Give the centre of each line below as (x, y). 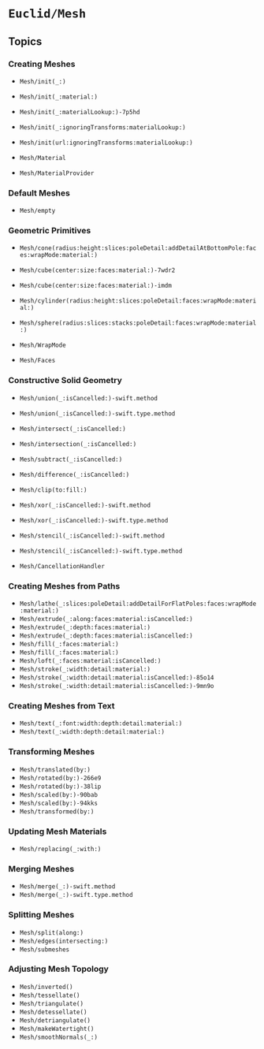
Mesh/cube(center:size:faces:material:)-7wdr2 (97, 270)
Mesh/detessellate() (53, 1012)
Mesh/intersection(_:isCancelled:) (78, 444)
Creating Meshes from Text (62, 705)
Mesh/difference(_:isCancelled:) (74, 474)
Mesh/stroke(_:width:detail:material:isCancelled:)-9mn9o (117, 686)
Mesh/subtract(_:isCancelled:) (71, 459)
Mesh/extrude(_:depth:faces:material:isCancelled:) (106, 636)
